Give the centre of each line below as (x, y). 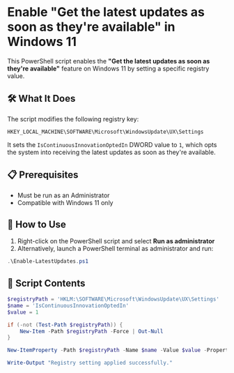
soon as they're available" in (91, 27)
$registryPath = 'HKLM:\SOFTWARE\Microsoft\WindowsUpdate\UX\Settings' (113, 299)
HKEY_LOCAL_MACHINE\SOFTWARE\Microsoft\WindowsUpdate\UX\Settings (106, 132)
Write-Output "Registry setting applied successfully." (90, 363)
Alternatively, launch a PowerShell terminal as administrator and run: (115, 249)
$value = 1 (23, 312)
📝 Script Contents (46, 283)
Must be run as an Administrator (63, 195)
